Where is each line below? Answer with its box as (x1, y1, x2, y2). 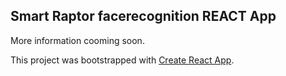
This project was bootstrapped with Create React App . (10, 54, 235, 66)
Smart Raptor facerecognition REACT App (10, 8, 277, 25)
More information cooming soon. (10, 34, 145, 46)
